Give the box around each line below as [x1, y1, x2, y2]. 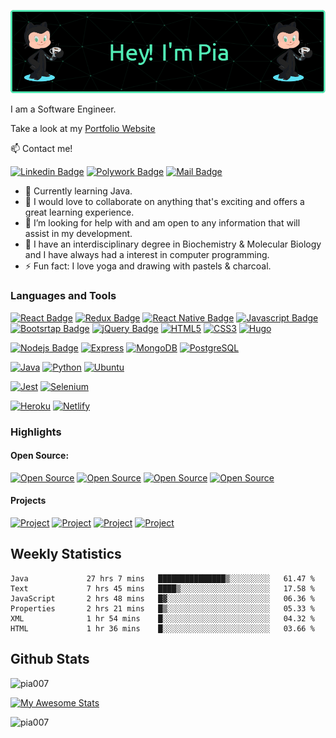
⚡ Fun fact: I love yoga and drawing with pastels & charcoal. [24, 260, 272, 272]
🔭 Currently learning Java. [24, 185, 133, 197]
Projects [10, 495, 47, 507]
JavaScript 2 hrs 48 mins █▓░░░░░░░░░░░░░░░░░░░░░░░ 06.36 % [10, 593, 315, 604]
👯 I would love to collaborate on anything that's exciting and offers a [24, 196, 305, 208]
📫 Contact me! [10, 143, 73, 155]
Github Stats [10, 651, 90, 668]
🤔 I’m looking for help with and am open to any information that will [24, 217, 301, 229]
